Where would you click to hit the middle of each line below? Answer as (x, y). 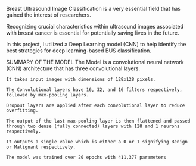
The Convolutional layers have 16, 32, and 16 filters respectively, (94, 90)
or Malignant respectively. (41, 147)
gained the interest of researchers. (49, 15)
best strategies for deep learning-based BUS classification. (79, 51)
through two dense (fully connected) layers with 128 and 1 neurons (93, 126)
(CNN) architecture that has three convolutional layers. (73, 68)
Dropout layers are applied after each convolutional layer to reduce (96, 105)
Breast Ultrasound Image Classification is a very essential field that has (93, 9)
